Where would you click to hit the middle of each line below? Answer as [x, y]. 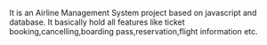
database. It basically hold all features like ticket [97, 22]
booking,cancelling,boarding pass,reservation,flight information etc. [133, 31]
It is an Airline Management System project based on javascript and [133, 13]
